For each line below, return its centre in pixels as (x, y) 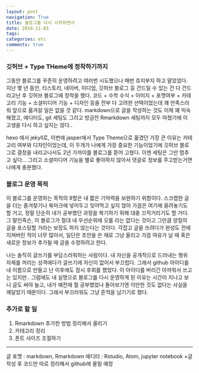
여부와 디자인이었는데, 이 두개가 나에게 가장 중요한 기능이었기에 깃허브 (98, 145)
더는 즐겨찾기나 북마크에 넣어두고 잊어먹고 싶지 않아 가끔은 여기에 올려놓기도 (100, 206)
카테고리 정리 (30, 330)
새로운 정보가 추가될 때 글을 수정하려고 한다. (57, 243)
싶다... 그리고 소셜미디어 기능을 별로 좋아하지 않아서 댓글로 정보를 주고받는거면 (102, 160)
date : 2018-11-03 (28, 28)
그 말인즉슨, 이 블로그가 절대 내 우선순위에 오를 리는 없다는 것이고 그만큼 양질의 (97, 221)
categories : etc (26, 39)
